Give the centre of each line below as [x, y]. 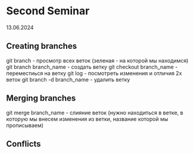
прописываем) [25, 125]
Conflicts [24, 144]
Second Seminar [48, 11]
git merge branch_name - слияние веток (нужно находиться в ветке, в [95, 113]
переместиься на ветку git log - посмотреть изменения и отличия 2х [94, 73]
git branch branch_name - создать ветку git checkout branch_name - [92, 67]
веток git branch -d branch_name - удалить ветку [68, 79]
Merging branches [41, 99]
